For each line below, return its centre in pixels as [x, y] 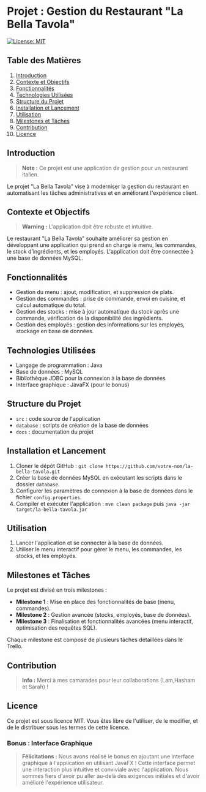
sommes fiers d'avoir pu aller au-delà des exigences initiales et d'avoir [111, 776]
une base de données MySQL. [45, 258]
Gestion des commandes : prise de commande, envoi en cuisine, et [101, 299]
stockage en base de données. [55, 331]
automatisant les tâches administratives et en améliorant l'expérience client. [102, 193]
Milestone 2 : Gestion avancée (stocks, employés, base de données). [103, 615]
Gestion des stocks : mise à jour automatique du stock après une [97, 312]
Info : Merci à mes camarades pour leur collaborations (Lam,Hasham [109, 681]
